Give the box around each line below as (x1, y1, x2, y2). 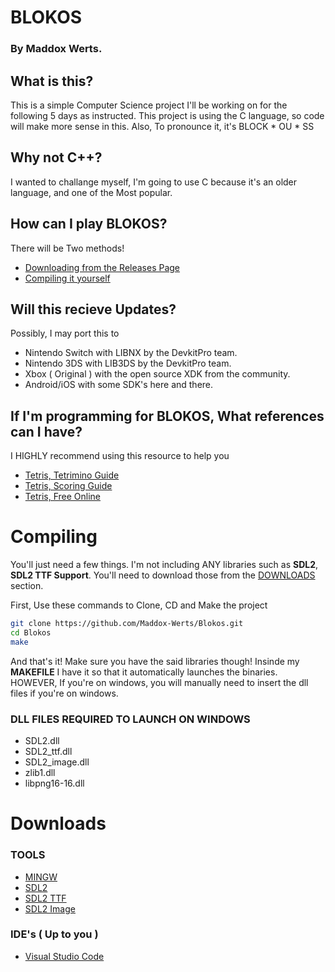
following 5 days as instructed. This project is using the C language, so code (10, 109, 325, 121)
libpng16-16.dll (24, 777, 85, 790)
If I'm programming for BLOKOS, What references (10, 407, 325, 425)
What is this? (10, 72, 94, 90)
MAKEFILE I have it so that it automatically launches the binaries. (10, 666, 278, 678)
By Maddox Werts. (10, 42, 103, 56)
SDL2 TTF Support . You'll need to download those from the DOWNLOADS (10, 569, 316, 581)
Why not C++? (10, 149, 103, 166)
